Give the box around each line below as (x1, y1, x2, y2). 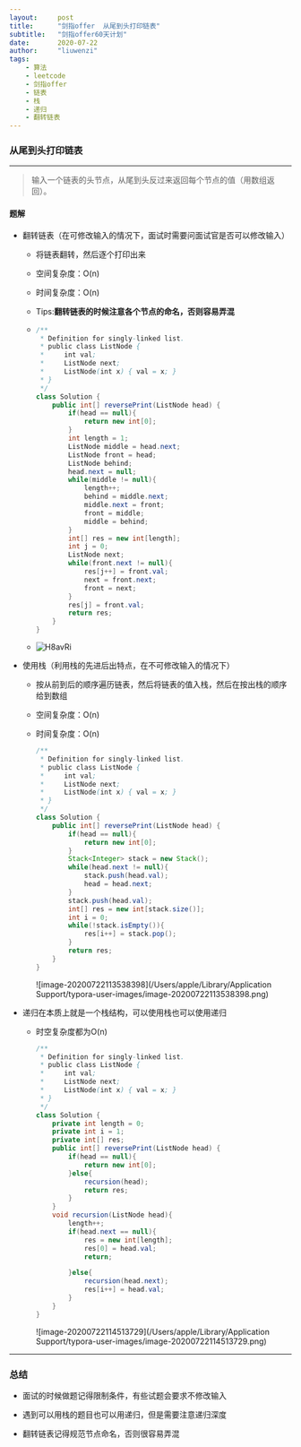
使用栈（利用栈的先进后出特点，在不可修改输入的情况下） (21, 660, 235, 670)
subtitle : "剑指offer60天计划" (9, 30, 127, 39)
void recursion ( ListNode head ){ (52, 1210, 173, 1219)
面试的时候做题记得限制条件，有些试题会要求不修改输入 (21, 1390, 227, 1400)
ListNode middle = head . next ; (67, 442, 181, 451)
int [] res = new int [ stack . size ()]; (67, 904, 205, 914)
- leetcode (25, 72, 66, 81)
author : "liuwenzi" (9, 47, 99, 56)
